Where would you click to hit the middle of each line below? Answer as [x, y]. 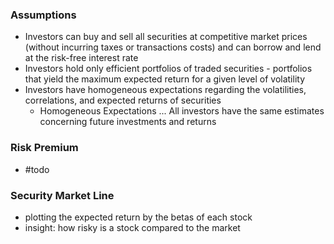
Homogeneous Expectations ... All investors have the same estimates [182, 111]
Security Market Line [62, 195]
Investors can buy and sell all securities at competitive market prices [166, 37]
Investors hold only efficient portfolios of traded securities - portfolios [168, 69]
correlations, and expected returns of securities [123, 100]
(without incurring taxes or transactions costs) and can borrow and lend [173, 47]
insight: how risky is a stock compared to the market [132, 227]
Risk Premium [44, 148]
